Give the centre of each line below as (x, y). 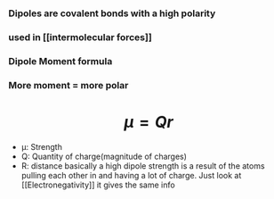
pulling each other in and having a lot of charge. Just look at (131, 175)
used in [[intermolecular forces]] (80, 37)
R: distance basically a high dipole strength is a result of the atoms (143, 166)
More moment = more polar (68, 85)
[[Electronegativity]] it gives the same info (98, 185)
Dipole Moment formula (60, 61)
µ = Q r (149, 122)
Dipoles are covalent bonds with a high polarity (112, 13)
